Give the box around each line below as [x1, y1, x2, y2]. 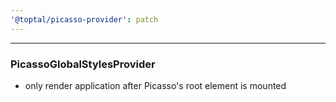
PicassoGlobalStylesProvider [10, 57, 156, 71]
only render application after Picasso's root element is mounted [24, 79, 287, 91]
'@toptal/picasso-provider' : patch [10, 14, 159, 25]
